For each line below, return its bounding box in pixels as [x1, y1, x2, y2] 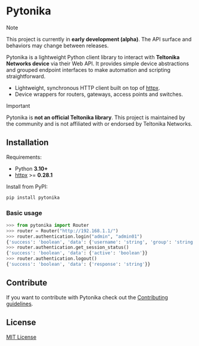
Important [6, 102, 30, 109]
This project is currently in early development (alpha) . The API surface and [6, 35, 192, 43]
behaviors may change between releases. [6, 42, 109, 49]
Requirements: [6, 153, 42, 160]
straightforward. [6, 72, 46, 80]
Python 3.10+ [14, 165, 48, 172]
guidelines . [6, 300, 33, 307]
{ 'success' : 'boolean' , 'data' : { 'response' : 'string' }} [6, 262, 151, 268]
